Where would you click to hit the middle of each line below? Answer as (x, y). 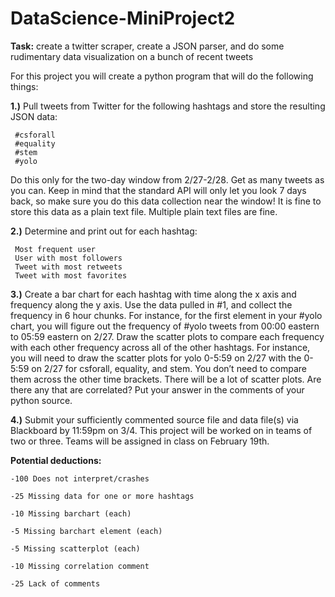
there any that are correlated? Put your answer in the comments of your (157, 389)
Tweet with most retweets (68, 267)
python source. (41, 400)
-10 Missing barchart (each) (71, 513)
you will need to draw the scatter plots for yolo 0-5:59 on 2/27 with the (156, 358)
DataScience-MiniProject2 (123, 18)
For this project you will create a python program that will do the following (162, 76)
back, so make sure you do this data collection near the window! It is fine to (166, 201)
